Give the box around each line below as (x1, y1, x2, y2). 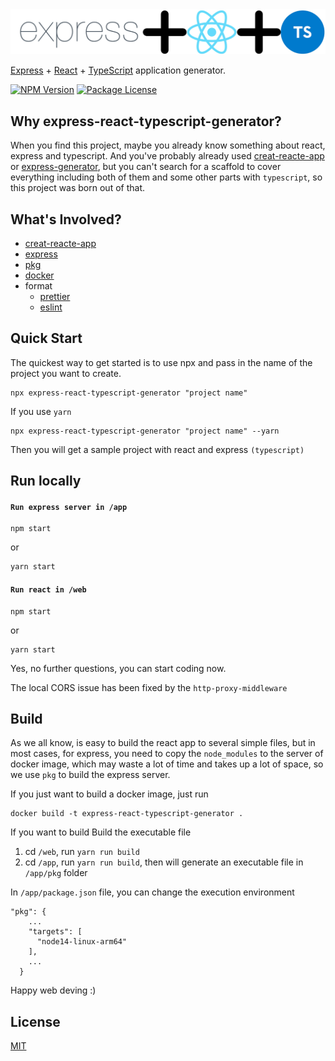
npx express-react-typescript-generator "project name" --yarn (10, 426, 280, 436)
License (10, 1013, 61, 1030)
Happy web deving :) (10, 984, 97, 997)
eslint (39, 301, 63, 313)
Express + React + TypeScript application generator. (10, 64, 227, 77)
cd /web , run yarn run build (24, 846, 140, 858)
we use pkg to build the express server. (10, 769, 171, 781)
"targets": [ (28, 927, 83, 937)
